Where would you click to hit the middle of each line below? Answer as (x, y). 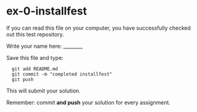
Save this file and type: (35, 58)
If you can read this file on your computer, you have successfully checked (98, 28)
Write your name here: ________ (45, 46)
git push (23, 79)
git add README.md (35, 69)
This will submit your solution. (43, 91)
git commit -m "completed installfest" (62, 74)
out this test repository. (35, 34)
